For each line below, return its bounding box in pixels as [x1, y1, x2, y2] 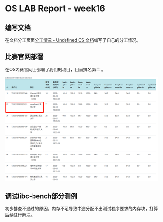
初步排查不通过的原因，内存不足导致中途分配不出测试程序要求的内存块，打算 [5, 206, 158, 212]
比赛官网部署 [5, 53, 44, 61]
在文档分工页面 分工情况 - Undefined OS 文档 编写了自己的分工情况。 [5, 37, 141, 43]
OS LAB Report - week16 [5, 3, 105, 14]
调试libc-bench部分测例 [5, 192, 78, 200]
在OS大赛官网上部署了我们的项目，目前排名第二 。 [5, 67, 106, 72]
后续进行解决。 [5, 212, 35, 218]
